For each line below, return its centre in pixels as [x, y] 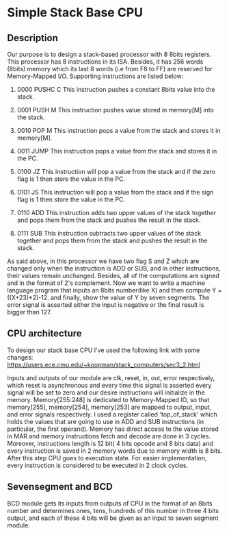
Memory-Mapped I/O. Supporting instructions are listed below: [95, 76]
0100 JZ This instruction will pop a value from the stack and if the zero [116, 172]
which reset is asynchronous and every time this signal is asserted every [109, 385]
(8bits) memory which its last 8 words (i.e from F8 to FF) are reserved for [110, 69]
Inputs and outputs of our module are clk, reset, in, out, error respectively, [111, 377]
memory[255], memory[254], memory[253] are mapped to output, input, [109, 407]
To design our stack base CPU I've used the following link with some [104, 350]
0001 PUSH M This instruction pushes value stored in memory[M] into [115, 110]
